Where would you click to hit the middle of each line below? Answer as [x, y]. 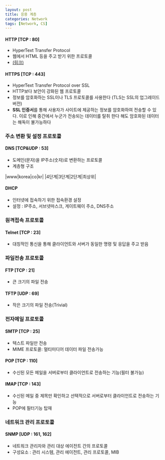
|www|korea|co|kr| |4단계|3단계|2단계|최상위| [51, 176]
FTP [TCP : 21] [20, 270]
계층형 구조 [23, 166]
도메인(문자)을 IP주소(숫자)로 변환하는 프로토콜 [57, 160]
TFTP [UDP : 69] [22, 293]
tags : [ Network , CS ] [27, 24]
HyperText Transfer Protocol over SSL [51, 85]
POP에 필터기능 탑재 [32, 408]
